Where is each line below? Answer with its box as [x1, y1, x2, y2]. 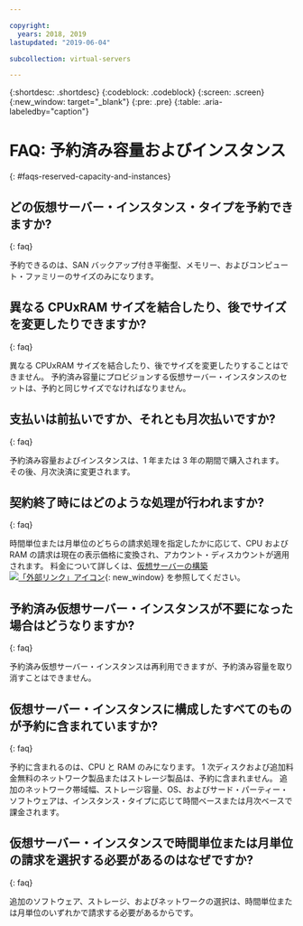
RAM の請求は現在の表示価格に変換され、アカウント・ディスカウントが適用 [9, 549, 290, 560]
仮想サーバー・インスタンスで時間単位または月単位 [9, 836, 293, 851]
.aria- [202, 97, 223, 108]
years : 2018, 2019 [17, 29, 87, 39]
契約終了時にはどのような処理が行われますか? [9, 495, 264, 510]
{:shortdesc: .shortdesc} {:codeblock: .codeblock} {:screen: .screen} [9, 87, 265, 98]
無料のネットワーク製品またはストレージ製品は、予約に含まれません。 [16, 773, 278, 784]
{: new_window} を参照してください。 [105, 572, 245, 583]
